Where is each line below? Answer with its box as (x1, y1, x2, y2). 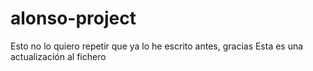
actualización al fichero (10, 50, 107, 62)
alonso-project (10, 7, 137, 30)
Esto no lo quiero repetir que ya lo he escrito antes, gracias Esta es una (10, 40, 304, 52)
